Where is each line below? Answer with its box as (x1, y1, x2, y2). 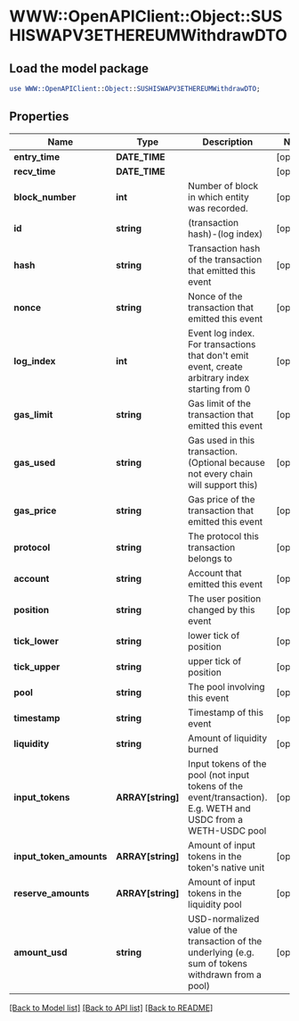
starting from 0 (188, 382, 251, 394)
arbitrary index (188, 371, 249, 384)
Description (202, 136, 254, 148)
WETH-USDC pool (188, 824, 267, 836)
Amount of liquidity (188, 732, 268, 744)
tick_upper (13, 660, 61, 673)
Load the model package (9, 61, 149, 76)
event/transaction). (188, 791, 268, 803)
